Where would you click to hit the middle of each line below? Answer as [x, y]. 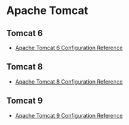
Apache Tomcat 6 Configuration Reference [69, 48]
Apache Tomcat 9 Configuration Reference [69, 115]
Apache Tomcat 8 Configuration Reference [69, 81]
